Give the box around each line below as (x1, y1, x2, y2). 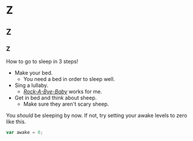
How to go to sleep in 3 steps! (6, 58, 79, 65)
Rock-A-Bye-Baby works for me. (23, 88, 103, 95)
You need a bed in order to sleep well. (23, 75, 116, 82)
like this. (6, 118, 26, 125)
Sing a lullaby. (14, 82, 49, 89)
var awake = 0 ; (6, 129, 43, 135)
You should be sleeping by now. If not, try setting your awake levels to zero (6, 112, 188, 119)
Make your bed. (14, 69, 53, 76)
